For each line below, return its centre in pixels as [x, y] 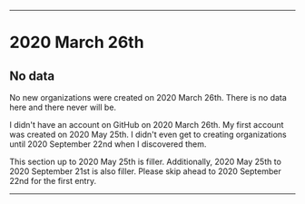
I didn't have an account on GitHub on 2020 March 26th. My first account [147, 125]
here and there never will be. [63, 107]
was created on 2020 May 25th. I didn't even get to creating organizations [148, 134]
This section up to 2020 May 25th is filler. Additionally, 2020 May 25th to [145, 161]
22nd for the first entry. [53, 181]
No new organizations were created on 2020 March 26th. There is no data [148, 97]
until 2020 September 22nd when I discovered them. [108, 144]
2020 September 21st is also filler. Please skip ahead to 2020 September [145, 171]
